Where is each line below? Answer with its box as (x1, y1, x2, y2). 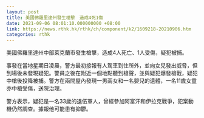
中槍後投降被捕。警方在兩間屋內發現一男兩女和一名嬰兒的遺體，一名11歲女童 (6, 77, 197, 85)
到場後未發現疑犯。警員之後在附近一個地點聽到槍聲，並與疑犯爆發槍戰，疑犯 (6, 69, 198, 77)
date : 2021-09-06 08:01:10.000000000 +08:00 (6, 20, 121, 26)
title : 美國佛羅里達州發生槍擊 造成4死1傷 (6, 15, 103, 21)
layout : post (6, 9, 39, 15)
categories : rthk (6, 32, 50, 38)
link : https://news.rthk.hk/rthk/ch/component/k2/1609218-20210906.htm (6, 26, 191, 32)
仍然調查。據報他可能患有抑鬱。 (11, 105, 92, 113)
